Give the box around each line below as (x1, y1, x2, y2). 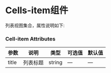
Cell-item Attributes (5, 35, 56, 42)
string (48, 59, 63, 66)
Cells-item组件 (5, 5, 69, 16)
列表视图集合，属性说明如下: (5, 22, 65, 28)
